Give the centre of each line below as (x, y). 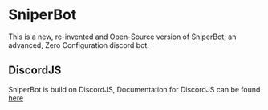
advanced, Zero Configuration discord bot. (79, 45)
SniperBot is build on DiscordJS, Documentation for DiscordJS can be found (134, 89)
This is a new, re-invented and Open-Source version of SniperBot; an (122, 37)
